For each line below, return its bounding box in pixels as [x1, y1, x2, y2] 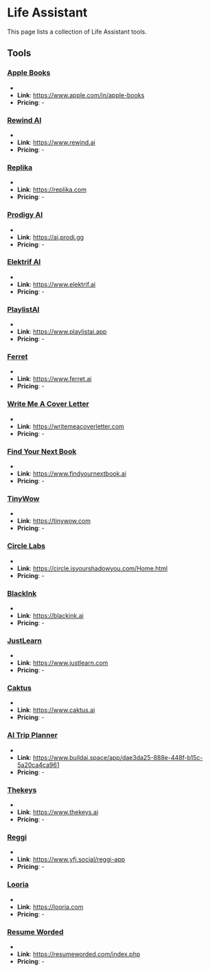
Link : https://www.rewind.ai [16, 138, 96, 146]
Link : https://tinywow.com [16, 517, 91, 525]
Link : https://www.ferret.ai [16, 375, 92, 383]
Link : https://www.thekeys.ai [16, 808, 99, 816]
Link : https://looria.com [16, 903, 84, 911]
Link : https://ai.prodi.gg [16, 233, 84, 241]
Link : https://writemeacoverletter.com [16, 422, 125, 430]
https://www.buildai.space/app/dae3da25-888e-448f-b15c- [33, 753, 203, 761]
